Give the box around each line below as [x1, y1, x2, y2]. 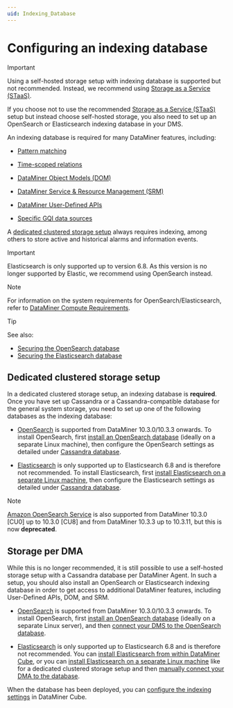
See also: [7, 330, 34, 339]
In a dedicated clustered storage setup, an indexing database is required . [7, 390, 217, 399]
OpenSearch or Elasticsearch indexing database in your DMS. [7, 120, 184, 128]
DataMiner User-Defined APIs [17, 200, 103, 209]
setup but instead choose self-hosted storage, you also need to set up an [7, 112, 217, 120]
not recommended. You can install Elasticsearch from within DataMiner [17, 650, 221, 658]
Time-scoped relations [17, 160, 83, 168]
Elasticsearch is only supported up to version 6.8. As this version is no [7, 262, 207, 270]
